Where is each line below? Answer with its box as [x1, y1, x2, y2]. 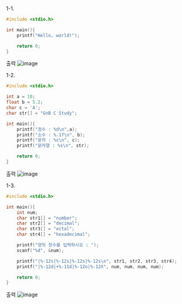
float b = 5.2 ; [6, 100, 43, 105]
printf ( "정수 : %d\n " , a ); [16, 126, 77, 132]
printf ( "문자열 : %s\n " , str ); [16, 143, 90, 149]
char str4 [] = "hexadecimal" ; [16, 232, 91, 237]
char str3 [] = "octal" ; [16, 226, 75, 232]
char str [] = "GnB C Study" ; [6, 110, 77, 116]
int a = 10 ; [6, 94, 35, 100]
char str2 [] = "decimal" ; [16, 220, 80, 226]
